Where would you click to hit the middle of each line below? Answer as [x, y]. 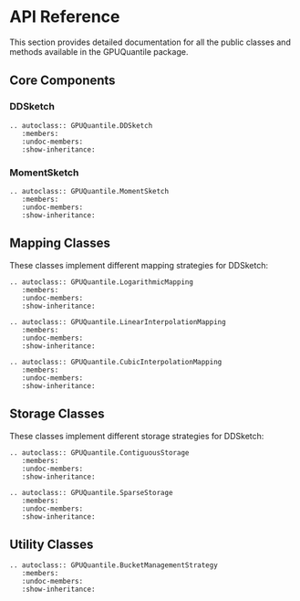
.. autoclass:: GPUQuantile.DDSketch [81, 125]
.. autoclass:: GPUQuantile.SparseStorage [91, 492]
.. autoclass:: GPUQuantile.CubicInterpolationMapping [116, 362]
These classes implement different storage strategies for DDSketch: [137, 436]
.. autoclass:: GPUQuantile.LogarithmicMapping [102, 282]
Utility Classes [52, 544]
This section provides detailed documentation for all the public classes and [150, 42]
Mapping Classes [60, 243]
